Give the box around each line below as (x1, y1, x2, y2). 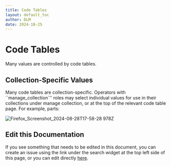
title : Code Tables (5, 7, 47, 13)
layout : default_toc (5, 12, 50, 17)
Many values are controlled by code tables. (5, 61, 97, 67)
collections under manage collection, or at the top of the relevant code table (5, 100, 166, 106)
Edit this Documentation (5, 130, 85, 139)
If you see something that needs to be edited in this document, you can (5, 144, 156, 150)
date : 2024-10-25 (5, 22, 43, 27)
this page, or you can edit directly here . (5, 155, 89, 161)
